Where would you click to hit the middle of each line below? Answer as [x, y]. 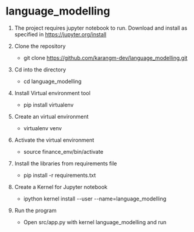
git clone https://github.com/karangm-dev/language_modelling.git [105, 58]
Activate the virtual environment [54, 140]
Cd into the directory [40, 69]
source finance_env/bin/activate [63, 151]
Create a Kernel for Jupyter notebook [61, 187]
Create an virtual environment [51, 116]
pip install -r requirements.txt [60, 175]
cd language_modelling [53, 81]
